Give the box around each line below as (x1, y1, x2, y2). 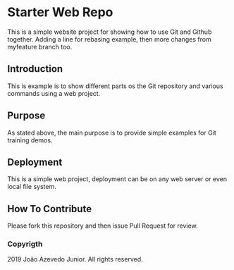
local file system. (7, 183, 56, 191)
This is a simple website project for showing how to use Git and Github (7, 27, 212, 36)
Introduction (7, 63, 63, 75)
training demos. (7, 135, 53, 145)
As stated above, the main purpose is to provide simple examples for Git (7, 128, 216, 137)
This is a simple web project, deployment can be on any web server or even (7, 175, 228, 183)
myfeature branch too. (7, 42, 73, 51)
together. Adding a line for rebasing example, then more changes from (7, 35, 211, 43)
